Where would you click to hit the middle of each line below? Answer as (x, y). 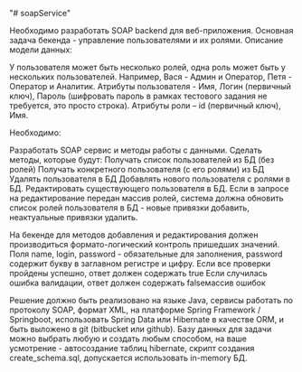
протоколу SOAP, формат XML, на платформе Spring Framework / (135, 310)
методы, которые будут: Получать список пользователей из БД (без (142, 160)
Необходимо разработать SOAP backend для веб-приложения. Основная (151, 30)
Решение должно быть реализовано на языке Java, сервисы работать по (151, 300)
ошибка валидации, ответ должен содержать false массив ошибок (138, 283)
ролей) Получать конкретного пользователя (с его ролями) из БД (137, 169)
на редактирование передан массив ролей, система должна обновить (146, 198)
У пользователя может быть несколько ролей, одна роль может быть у (148, 67)
